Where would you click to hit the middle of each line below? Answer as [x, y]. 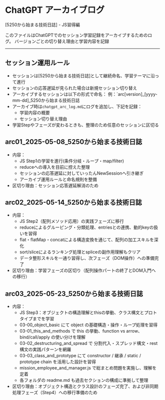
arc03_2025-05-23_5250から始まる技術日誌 [74, 293]
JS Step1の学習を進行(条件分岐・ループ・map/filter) [72, 161]
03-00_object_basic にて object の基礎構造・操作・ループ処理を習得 [89, 325]
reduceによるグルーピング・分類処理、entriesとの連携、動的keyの [86, 227]
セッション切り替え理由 [43, 119]
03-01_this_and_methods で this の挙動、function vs [72, 331]
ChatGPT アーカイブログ [55, 10]
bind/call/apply [35, 337]
